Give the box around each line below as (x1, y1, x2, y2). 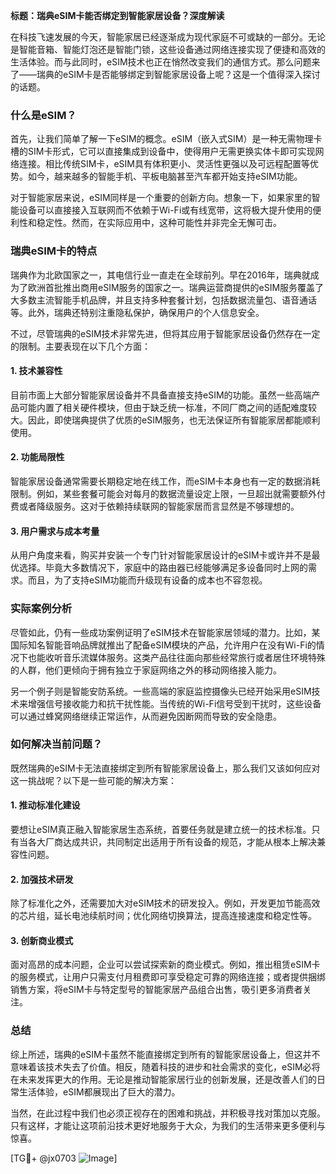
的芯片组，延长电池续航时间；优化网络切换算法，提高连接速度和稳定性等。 (10, 910, 317, 922)
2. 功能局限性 (10, 451, 65, 463)
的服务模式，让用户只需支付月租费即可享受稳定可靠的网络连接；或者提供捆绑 (10, 971, 326, 983)
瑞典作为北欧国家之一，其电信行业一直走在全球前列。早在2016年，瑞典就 (10, 269, 311, 281)
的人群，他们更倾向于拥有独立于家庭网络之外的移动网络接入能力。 (10, 664, 282, 676)
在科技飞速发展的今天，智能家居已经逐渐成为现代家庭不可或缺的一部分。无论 (10, 31, 326, 43)
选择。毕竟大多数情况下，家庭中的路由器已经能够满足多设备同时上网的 (18, 562, 308, 574)
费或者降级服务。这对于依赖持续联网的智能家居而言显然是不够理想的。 (10, 500, 300, 512)
